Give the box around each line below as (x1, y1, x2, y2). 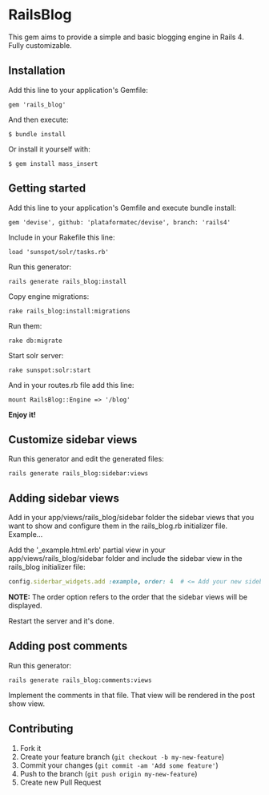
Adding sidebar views (8, 491, 120, 505)
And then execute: (8, 115, 69, 124)
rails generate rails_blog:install (8, 277, 127, 285)
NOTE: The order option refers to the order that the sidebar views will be (8, 592, 248, 602)
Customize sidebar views (8, 433, 138, 446)
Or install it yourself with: (8, 144, 90, 154)
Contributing (8, 722, 74, 736)
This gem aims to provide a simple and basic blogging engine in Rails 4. (8, 32, 244, 42)
